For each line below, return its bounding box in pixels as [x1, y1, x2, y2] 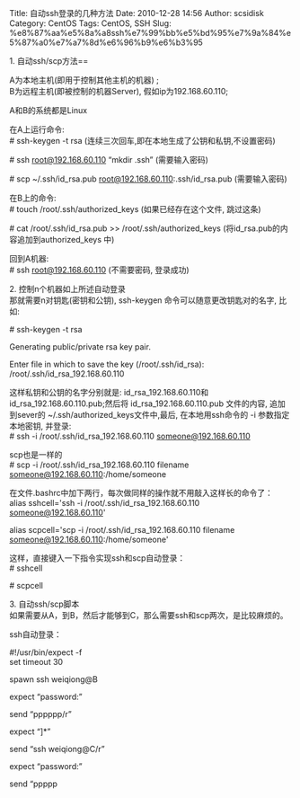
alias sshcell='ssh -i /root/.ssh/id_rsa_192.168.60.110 [9, 498, 200, 508]
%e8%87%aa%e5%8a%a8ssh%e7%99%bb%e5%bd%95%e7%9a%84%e [9, 28, 292, 38]
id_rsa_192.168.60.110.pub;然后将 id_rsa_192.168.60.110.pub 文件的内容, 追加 [9, 398, 286, 409]
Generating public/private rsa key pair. [9, 341, 151, 352]
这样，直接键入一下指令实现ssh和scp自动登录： [9, 553, 186, 563]
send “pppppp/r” [9, 709, 72, 719]
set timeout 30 [9, 657, 64, 667]
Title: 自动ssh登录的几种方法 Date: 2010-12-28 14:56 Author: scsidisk [9, 8, 265, 18]
